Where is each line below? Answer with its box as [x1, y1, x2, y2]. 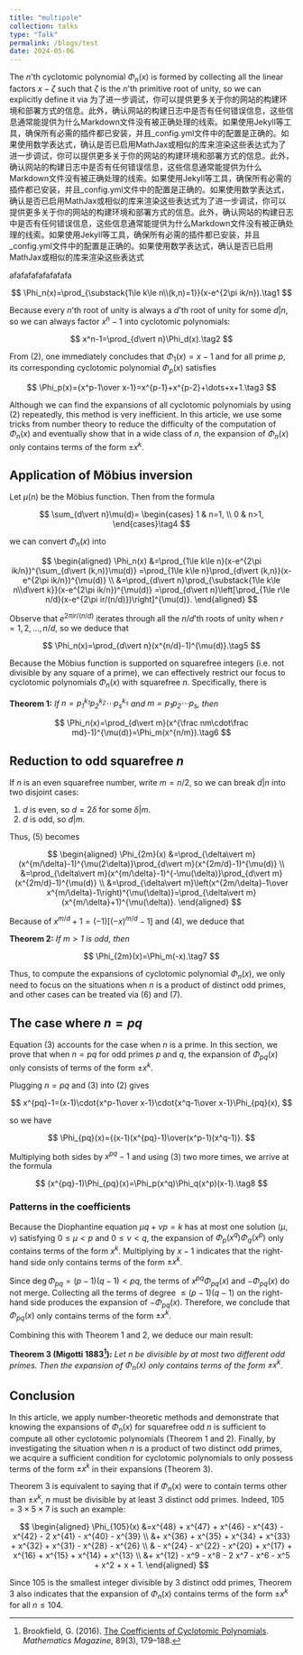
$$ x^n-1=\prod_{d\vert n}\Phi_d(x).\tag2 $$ [69, 333, 234, 344]
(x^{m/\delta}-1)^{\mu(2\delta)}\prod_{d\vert [17, 858, 183, 869]
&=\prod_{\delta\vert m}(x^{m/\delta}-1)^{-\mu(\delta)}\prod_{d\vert [20, 868, 271, 878]
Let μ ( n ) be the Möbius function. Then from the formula [9, 492, 215, 502]
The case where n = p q [9, 1016, 142, 1031]
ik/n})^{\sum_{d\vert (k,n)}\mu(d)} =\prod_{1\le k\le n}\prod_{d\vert [11, 565, 259, 576]
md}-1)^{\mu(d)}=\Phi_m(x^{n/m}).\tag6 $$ [71, 727, 232, 738]
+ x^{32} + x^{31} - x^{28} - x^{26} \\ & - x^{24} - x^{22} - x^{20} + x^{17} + [10, 1540, 293, 1551]
